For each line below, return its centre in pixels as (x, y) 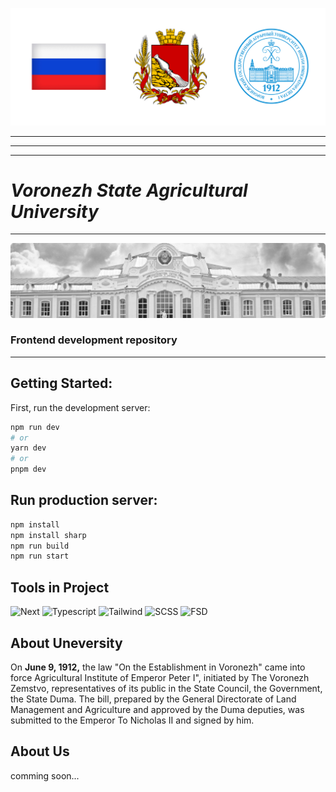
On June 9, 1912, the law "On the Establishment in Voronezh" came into (158, 667)
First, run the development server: (80, 407)
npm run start (40, 556)
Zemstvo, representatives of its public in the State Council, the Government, (166, 688)
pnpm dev (28, 469)
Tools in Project (60, 587)
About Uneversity (66, 643)
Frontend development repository (94, 340)
